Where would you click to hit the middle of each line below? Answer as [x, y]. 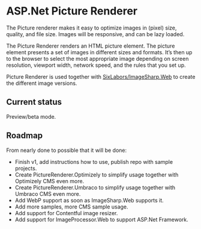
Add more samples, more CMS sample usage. [71, 207]
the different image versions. [42, 83]
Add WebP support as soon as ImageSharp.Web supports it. [89, 200]
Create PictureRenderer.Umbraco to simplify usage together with [95, 187]
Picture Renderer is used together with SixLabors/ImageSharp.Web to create [101, 77]
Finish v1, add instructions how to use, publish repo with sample [94, 162]
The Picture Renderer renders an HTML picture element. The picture [91, 46]
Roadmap [25, 136]
